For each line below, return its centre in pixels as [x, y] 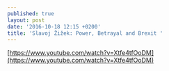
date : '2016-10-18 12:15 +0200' [54, 26]
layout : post [26, 20]
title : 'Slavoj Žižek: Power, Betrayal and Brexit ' [85, 33]
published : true [31, 14]
